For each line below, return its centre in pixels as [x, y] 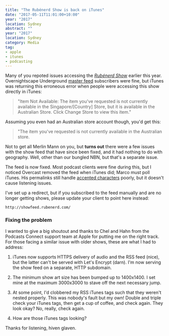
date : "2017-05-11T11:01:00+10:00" [43, 15]
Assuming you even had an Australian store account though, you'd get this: [83, 122]
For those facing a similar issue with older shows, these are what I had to [81, 241]
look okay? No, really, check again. [49, 308]
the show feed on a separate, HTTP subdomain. [62, 268]
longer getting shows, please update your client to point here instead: [77, 198]
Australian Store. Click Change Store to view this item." [74, 112]
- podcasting [19, 61]
